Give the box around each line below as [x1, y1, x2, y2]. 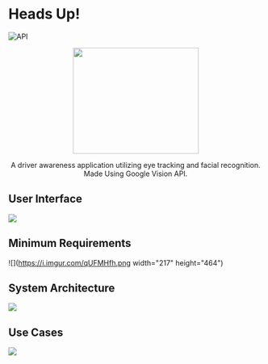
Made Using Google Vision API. [83, 169, 188, 178]
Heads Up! [8, 5, 81, 23]
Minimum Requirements [8, 236, 132, 250]
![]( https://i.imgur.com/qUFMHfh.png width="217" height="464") [8, 257, 224, 267]
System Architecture [8, 281, 115, 295]
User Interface [8, 192, 83, 206]
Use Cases [8, 325, 64, 339]
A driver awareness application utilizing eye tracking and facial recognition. [10, 160, 261, 169]
